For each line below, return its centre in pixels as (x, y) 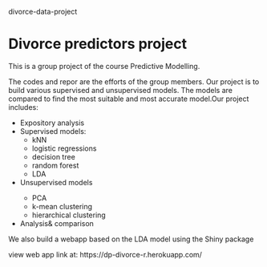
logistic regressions (64, 148)
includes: (23, 107)
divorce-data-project (43, 12)
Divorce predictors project (97, 44)
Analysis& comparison (57, 223)
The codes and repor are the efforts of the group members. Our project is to (134, 81)
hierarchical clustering (69, 215)
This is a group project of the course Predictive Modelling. (104, 66)
